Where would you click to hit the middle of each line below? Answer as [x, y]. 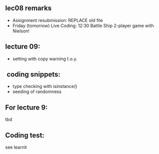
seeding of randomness [37, 91]
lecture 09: [23, 47]
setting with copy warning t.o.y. [45, 58]
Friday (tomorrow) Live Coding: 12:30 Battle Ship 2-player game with [83, 25]
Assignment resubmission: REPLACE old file [58, 20]
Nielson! [21, 31]
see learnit [16, 147]
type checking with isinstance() [45, 86]
